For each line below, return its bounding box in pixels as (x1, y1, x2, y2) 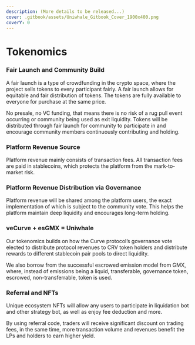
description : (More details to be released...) (6, 8, 125, 15)
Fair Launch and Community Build (6, 66, 105, 74)
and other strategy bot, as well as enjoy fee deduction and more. (6, 308, 163, 316)
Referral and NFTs (6, 288, 59, 297)
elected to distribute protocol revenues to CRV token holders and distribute (6, 244, 188, 251)
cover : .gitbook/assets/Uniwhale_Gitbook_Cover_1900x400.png (6, 14, 159, 20)
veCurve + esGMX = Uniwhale (6, 224, 94, 233)
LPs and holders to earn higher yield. (6, 332, 96, 339)
